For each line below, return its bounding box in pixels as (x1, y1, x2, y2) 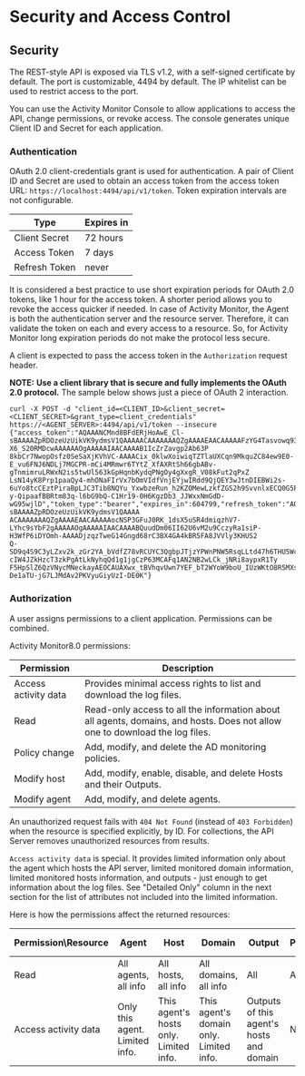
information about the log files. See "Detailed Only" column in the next (9, 882, 272, 893)
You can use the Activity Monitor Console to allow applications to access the (9, 103, 296, 114)
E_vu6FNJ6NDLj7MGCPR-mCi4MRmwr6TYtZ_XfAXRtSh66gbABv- (9, 460, 218, 469)
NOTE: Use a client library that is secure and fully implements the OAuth (9, 377, 288, 388)
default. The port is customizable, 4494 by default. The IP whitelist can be (9, 76, 288, 87)
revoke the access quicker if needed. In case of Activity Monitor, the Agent (9, 304, 290, 315)
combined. (9, 622, 50, 633)
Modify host (14, 772, 65, 785)
